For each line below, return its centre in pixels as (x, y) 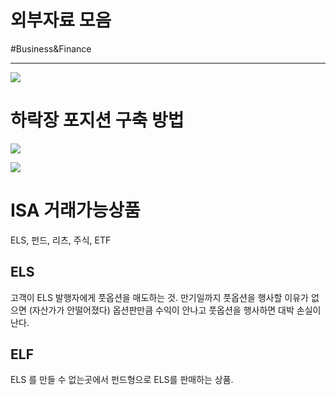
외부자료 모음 (61, 20)
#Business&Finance (51, 48)
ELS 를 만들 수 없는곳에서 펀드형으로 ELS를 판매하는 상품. (122, 380)
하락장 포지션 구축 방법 (97, 120)
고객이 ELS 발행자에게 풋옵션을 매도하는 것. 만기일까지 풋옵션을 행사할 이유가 (159, 297)
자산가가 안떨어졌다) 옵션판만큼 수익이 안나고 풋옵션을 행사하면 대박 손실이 (176, 310)
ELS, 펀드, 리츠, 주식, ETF (61, 240)
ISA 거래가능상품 (75, 210)
